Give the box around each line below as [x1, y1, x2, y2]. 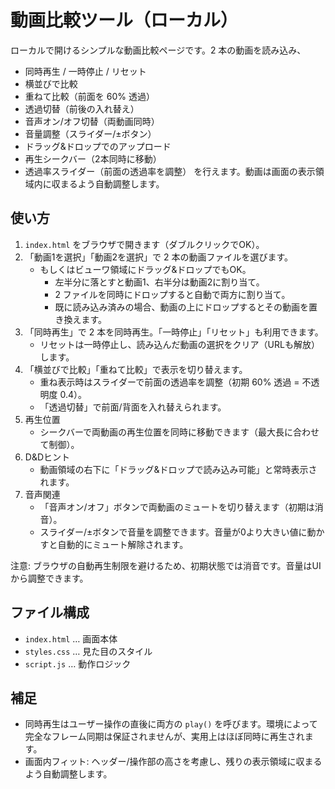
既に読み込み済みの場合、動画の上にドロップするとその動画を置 [54, 301, 318, 313]
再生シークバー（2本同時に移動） [24, 152, 162, 165]
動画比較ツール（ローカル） [10, 9, 239, 32]
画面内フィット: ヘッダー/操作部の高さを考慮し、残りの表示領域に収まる [24, 756, 323, 768]
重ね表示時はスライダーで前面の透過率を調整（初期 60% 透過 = [39, 376, 300, 388]
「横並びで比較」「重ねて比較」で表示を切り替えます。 [24, 363, 248, 375]
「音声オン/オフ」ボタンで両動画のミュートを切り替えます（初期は [39, 501, 315, 513]
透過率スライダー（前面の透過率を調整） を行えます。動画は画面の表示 [24, 165, 316, 177]
